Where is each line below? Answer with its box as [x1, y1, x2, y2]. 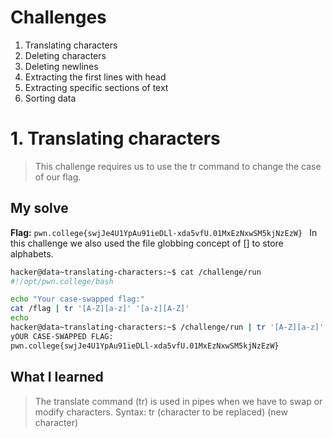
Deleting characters [24, 49, 107, 61]
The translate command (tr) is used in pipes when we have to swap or [34, 395, 323, 407]
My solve [10, 200, 69, 217]
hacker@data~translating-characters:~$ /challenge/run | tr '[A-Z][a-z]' [10, 322, 325, 333]
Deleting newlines [24, 60, 99, 72]
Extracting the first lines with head [24, 71, 167, 83]
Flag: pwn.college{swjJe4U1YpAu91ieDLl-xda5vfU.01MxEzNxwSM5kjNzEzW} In [10, 226, 318, 238]
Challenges [10, 6, 107, 29]
